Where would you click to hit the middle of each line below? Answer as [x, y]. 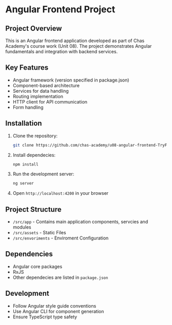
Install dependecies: [34, 155]
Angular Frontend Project [60, 9]
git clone [23, 145]
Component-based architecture [46, 85]
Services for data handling [41, 91]
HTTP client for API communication [50, 101]
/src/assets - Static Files [39, 233]
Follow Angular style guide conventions [54, 306]
